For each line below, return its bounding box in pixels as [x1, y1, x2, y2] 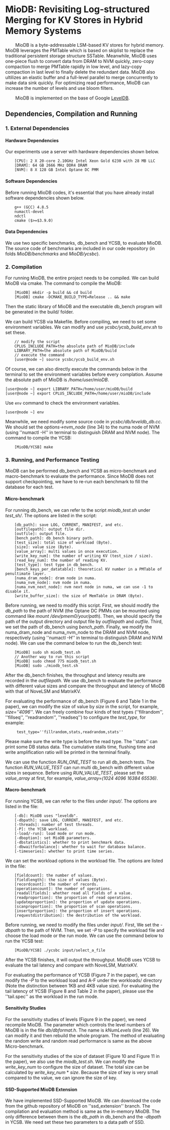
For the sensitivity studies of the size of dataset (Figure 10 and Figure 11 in [5, 1053, 160, 1059]
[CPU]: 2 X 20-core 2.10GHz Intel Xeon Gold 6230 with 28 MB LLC [14, 158, 156, 163]
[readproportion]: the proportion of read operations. [14, 895, 133, 900]
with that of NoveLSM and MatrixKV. [5, 688, 81, 694]
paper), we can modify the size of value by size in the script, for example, [5, 703, 159, 709]
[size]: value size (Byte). [14, 544, 74, 549]
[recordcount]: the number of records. [14, 882, 99, 887]
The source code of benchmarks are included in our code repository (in [5, 245, 155, 251]
